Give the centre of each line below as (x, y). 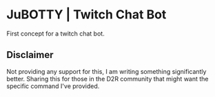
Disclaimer (30, 55)
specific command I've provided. (53, 86)
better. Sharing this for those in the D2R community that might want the (107, 79)
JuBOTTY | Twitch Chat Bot (86, 15)
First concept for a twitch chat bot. (55, 33)
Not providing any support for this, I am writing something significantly (106, 71)
